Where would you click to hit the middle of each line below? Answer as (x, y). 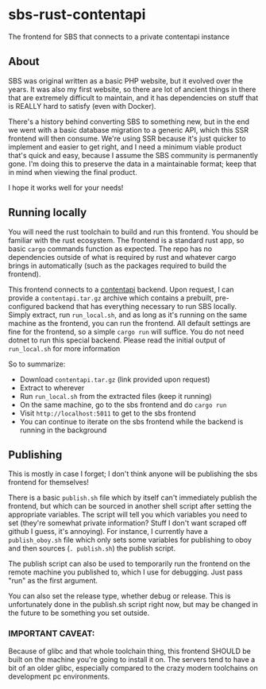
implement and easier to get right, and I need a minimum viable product (125, 147)
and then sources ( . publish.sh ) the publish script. (92, 548)
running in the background (63, 430)
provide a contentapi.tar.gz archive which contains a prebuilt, (111, 298)
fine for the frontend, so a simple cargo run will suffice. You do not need (126, 331)
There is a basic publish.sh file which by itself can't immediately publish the (133, 497)
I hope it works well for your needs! (66, 188)
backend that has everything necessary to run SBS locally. (141, 306)
